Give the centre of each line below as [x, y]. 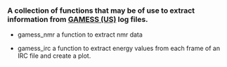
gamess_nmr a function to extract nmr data [80, 35]
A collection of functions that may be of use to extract [101, 11]
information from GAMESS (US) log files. [78, 19]
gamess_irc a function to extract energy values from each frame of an [118, 49]
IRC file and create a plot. [54, 56]
